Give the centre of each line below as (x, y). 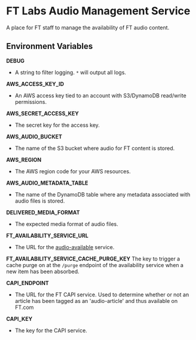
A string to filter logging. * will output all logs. (71, 72)
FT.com (24, 307)
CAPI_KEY (19, 318)
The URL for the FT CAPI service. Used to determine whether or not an (102, 295)
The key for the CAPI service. (51, 330)
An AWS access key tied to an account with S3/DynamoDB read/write (100, 95)
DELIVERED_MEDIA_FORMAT (43, 212)
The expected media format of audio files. (66, 224)
